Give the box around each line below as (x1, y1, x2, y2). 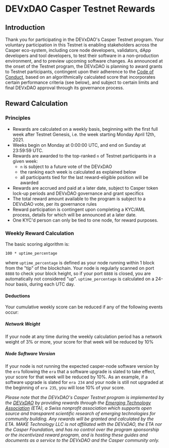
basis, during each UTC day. (16, 281, 75, 287)
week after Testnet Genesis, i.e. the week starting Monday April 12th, (12, 131, 156, 137)
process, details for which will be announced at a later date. (12, 211, 137, 217)
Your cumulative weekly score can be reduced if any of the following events (5, 304, 163, 310)
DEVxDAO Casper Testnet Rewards (5, 3, 155, 15)
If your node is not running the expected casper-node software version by (5, 363, 159, 369)
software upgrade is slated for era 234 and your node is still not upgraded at (5, 379, 164, 385)
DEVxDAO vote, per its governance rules (12, 201, 97, 207)
